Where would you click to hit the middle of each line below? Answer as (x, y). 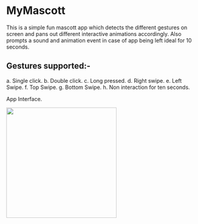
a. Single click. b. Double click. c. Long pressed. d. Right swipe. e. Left (94, 80)
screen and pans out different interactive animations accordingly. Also (94, 33)
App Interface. (24, 99)
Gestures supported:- (49, 66)
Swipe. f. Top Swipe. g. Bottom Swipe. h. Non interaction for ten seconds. (98, 87)
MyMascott (36, 11)
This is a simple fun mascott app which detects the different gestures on (97, 27)
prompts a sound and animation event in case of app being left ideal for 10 (99, 40)
